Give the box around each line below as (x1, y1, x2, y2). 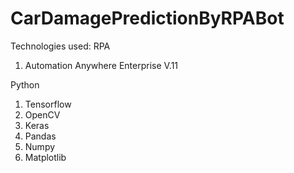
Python (10, 78, 40, 91)
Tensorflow (24, 98, 72, 110)
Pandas (24, 130, 57, 142)
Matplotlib (24, 151, 67, 163)
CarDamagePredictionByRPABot (10, 7, 285, 30)
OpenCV (24, 108, 61, 121)
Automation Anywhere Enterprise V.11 (24, 59, 179, 71)
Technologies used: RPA (10, 40, 111, 52)
